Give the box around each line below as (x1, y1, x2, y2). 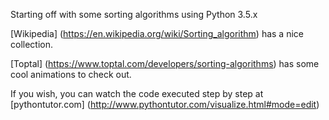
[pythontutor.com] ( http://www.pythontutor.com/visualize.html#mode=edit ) (10, 99, 320, 110)
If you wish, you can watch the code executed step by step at (10, 88, 264, 99)
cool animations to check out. (10, 69, 132, 80)
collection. (10, 39, 54, 50)
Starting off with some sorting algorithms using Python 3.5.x (10, 9, 258, 20)
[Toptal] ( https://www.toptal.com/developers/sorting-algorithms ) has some (10, 58, 320, 69)
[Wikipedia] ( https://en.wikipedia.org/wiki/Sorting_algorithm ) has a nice (10, 28, 304, 39)
